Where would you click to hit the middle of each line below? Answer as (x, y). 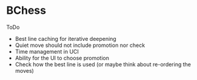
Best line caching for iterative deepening (65, 38)
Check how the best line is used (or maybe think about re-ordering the (103, 64)
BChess (26, 11)
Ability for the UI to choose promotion (62, 58)
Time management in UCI (47, 51)
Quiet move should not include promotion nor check (80, 45)
